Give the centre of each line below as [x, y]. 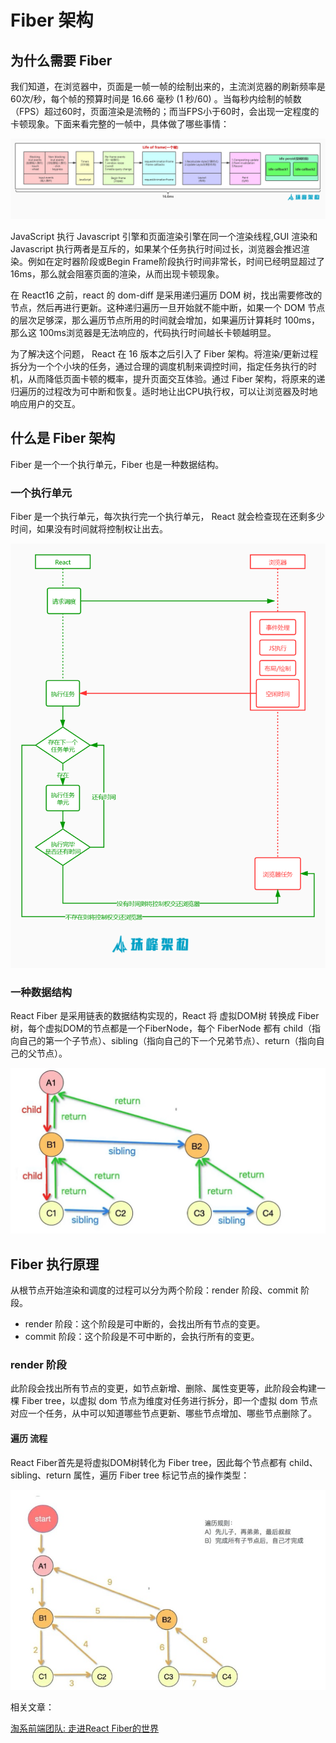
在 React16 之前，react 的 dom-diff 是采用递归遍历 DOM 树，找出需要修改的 [166, 295]
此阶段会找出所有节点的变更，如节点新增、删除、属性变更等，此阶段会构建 [163, 1388]
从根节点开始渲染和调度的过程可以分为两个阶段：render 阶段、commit [154, 1290]
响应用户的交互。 [45, 403]
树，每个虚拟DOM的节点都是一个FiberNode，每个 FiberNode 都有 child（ [161, 1028]
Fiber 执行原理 [55, 1264]
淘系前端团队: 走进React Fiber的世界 [85, 1728]
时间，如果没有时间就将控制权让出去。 [89, 529]
